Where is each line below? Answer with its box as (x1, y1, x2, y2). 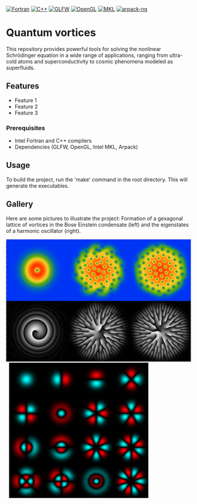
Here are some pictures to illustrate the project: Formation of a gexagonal (6, 215, 184, 222)
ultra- (169, 52, 183, 59)
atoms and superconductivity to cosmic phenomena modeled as (18, 57, 174, 65)
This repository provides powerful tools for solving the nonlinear (6, 45, 161, 52)
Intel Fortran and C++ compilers (14, 137, 92, 144)
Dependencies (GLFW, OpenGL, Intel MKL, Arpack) (14, 144, 138, 151)
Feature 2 (14, 103, 38, 110)
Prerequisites (6, 124, 45, 132)
